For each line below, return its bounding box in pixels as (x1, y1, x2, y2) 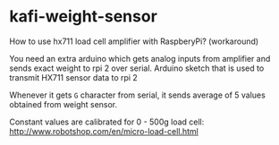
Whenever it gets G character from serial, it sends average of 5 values (9, 90, 266, 100)
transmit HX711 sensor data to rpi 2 (9, 72, 139, 82)
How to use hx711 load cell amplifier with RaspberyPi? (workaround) (9, 36, 259, 47)
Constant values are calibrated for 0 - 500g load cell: (9, 116, 205, 127)
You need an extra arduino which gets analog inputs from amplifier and (9, 53, 271, 64)
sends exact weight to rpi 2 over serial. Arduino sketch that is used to (9, 63, 265, 73)
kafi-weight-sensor (9, 6, 158, 27)
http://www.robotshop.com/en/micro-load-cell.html (9, 125, 199, 136)
